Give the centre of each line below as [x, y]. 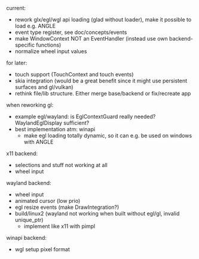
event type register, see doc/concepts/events [71, 32]
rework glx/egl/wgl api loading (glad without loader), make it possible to [103, 19]
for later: [17, 63]
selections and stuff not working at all [61, 165]
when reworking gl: [30, 105]
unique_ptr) [29, 220]
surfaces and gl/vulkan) [44, 87]
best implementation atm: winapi [55, 129]
